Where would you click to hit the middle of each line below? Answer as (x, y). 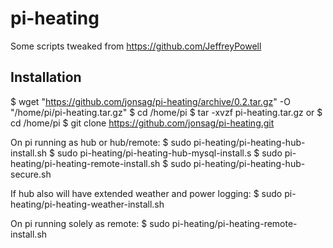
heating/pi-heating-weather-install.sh (87, 204)
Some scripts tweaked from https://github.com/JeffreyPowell (136, 46)
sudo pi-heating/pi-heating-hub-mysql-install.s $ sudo (169, 153)
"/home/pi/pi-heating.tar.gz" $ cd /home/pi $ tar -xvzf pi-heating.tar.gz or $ (166, 112)
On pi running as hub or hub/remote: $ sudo (101, 142)
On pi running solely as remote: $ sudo (90, 223)
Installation (46, 77)
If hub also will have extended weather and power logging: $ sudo (146, 193)
